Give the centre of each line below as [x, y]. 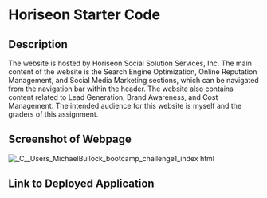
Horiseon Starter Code [84, 15]
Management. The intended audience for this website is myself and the [125, 106]
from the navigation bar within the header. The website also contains [121, 89]
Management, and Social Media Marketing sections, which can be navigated [133, 80]
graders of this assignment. [53, 114]
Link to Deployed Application [81, 184]
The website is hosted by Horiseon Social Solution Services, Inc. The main [130, 63]
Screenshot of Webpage [70, 139]
